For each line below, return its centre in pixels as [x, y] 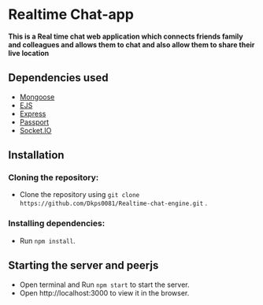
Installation [36, 155]
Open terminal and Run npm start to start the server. [105, 285]
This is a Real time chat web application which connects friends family [126, 36]
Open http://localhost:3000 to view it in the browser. [104, 292]
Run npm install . [48, 240]
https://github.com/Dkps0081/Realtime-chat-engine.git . [113, 203]
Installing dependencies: [57, 224]
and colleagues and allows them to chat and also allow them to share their [131, 44]
